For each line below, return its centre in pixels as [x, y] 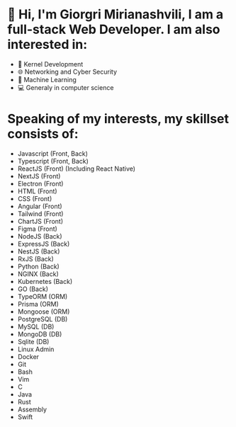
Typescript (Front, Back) [53, 161]
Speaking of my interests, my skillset [118, 119]
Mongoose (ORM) [44, 312]
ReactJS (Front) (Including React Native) [77, 169]
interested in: [47, 45]
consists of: [43, 134]
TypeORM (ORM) [43, 296]
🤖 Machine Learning [47, 79]
